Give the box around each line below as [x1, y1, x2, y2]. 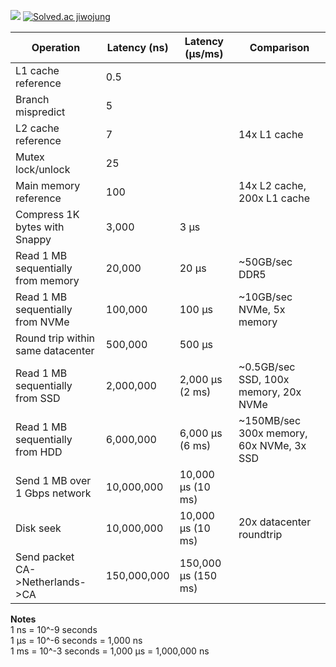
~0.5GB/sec [238, 360, 296, 374]
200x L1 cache [238, 191, 311, 205]
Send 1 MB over [15, 474, 92, 487]
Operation [31, 41, 81, 54]
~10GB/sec [238, 290, 293, 304]
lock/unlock [15, 163, 71, 176]
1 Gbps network [15, 486, 92, 500]
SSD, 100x [238, 373, 290, 386]
